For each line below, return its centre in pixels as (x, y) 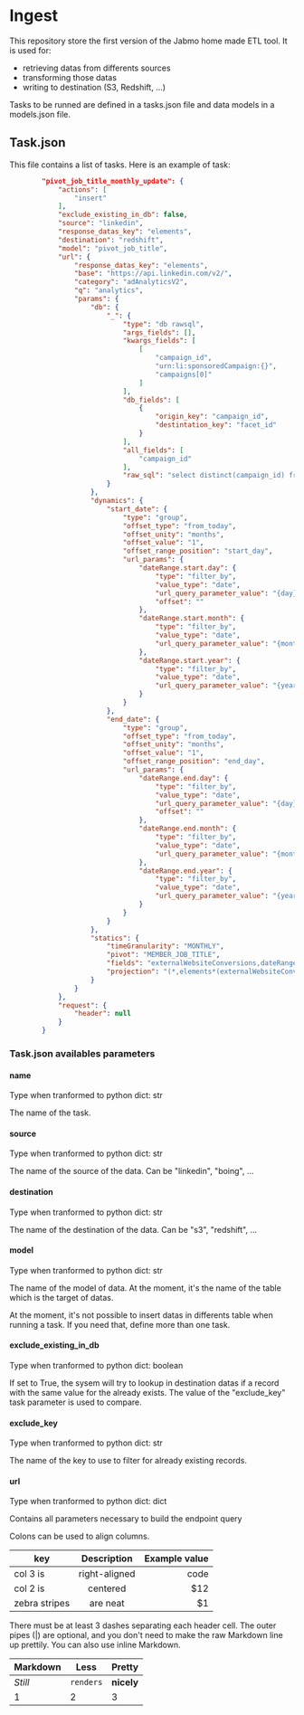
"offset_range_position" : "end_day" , (194, 762)
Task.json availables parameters (82, 1053)
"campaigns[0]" (184, 374)
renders (86, 1682)
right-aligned (107, 1574)
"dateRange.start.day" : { (188, 568)
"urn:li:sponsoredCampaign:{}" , (216, 366)
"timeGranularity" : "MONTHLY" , (165, 946)
